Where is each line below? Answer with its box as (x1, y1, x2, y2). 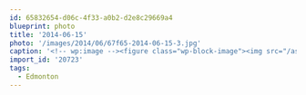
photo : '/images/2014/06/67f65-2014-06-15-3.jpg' (9, 38, 202, 48)
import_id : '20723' (9, 55, 84, 64)
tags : (9, 64, 30, 73)
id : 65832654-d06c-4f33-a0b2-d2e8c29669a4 (9, 13, 173, 23)
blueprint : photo (9, 22, 76, 31)
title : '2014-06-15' (9, 30, 88, 39)
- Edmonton (17, 72, 59, 81)
